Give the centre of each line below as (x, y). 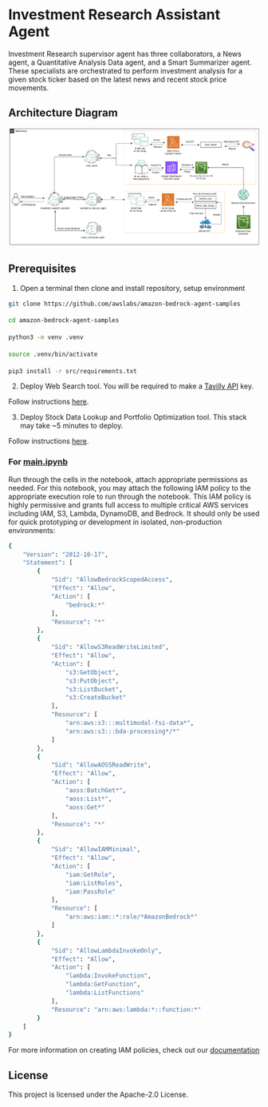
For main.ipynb (38, 462)
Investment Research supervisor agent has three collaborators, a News (125, 54)
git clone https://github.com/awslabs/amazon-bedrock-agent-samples (124, 304)
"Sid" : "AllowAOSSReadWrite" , (101, 765)
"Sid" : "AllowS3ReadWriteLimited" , (110, 647)
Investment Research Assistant (114, 15)
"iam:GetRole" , (90, 874)
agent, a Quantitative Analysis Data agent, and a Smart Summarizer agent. (130, 62)
